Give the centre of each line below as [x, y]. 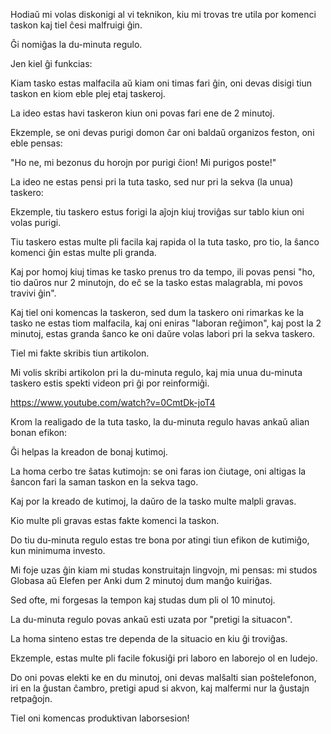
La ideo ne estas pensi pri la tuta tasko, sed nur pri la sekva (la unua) [152, 182]
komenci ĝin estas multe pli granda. [83, 252]
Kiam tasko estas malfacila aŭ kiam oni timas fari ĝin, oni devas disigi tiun [161, 83]
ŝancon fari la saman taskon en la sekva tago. [104, 482]
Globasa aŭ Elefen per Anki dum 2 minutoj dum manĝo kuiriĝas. [141, 580]
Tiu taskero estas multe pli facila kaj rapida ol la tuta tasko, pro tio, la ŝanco [165, 242]
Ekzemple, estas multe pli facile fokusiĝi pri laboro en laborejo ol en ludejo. [164, 658]
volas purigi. [36, 222]
